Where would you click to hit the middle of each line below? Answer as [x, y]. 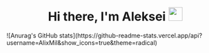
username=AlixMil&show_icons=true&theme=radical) [82, 42]
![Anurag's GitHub [32, 35]
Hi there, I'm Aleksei [107, 17]
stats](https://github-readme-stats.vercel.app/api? [131, 35]
